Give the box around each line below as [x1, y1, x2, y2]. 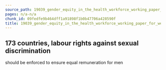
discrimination [5, 47, 51, 55]
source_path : [5, 7, 32, 12]
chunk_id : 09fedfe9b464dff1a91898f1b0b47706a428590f [5, 16, 116, 21]
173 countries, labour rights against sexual [5, 39, 139, 47]
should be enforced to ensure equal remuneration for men [5, 60, 124, 66]
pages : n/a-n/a [5, 12, 37, 17]
